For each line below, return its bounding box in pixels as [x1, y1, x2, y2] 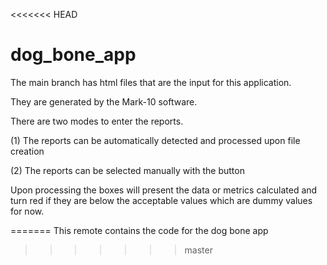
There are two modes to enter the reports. [10, 115, 184, 127]
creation [10, 145, 45, 157]
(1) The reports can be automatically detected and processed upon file [10, 134, 301, 146]
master [184, 244, 213, 256]
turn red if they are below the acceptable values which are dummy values [10, 194, 313, 206]
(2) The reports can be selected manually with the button [10, 164, 245, 176]
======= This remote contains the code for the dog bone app [10, 224, 269, 236]
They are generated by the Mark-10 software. [10, 95, 198, 108]
